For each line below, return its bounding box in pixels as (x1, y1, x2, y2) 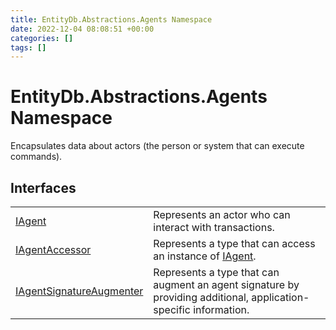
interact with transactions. (153, 221, 275, 234)
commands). (10, 151, 63, 163)
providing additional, (153, 291, 250, 304)
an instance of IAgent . (153, 249, 257, 263)
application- (251, 291, 310, 304)
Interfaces (10, 179, 77, 196)
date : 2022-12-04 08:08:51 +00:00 (10, 24, 155, 34)
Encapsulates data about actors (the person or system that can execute (10, 140, 305, 152)
